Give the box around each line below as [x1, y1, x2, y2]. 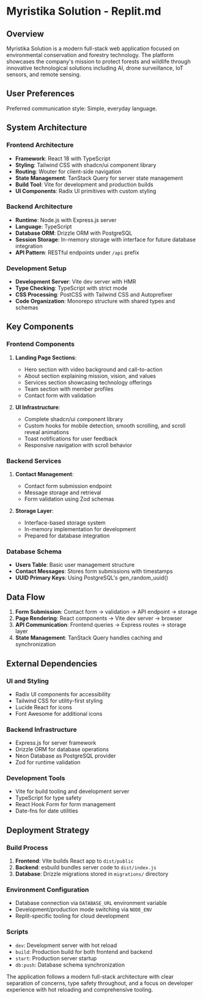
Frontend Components [6, 340, 75, 348]
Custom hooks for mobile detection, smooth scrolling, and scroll [24, 422, 186, 429]
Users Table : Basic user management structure [15, 561, 135, 569]
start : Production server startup [15, 954, 97, 962]
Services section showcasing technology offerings [24, 378, 152, 386]
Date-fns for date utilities [15, 807, 78, 814]
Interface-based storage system [24, 519, 106, 526]
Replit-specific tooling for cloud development [15, 912, 130, 920]
